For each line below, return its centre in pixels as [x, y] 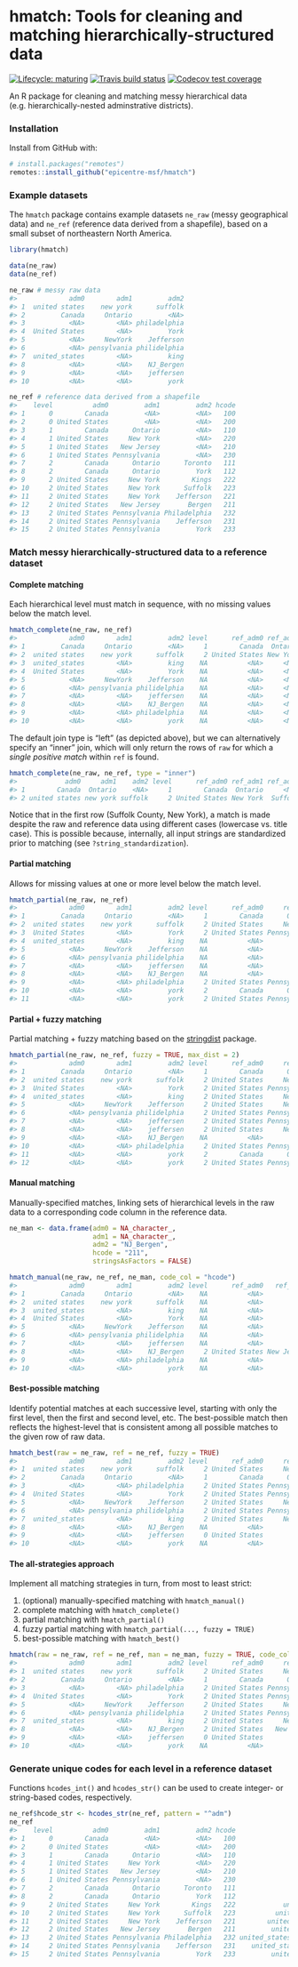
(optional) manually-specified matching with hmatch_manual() [133, 1601]
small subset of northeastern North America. [91, 234]
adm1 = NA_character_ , [134, 1236]
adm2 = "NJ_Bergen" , [130, 1245]
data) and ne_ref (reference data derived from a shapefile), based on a [139, 224]
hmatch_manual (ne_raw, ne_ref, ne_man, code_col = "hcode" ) [123, 1278]
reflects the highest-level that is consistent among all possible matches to [144, 1427]
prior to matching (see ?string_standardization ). [99, 843]
